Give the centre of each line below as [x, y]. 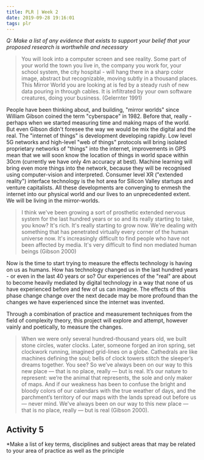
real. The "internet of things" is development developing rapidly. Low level [99, 136]
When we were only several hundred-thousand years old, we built [104, 339]
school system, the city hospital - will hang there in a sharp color [102, 72]
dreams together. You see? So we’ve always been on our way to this [107, 365]
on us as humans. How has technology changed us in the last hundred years [102, 270]
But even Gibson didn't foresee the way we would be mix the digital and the [101, 130]
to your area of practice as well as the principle [65, 451]
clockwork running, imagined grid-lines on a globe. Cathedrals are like [109, 352]
